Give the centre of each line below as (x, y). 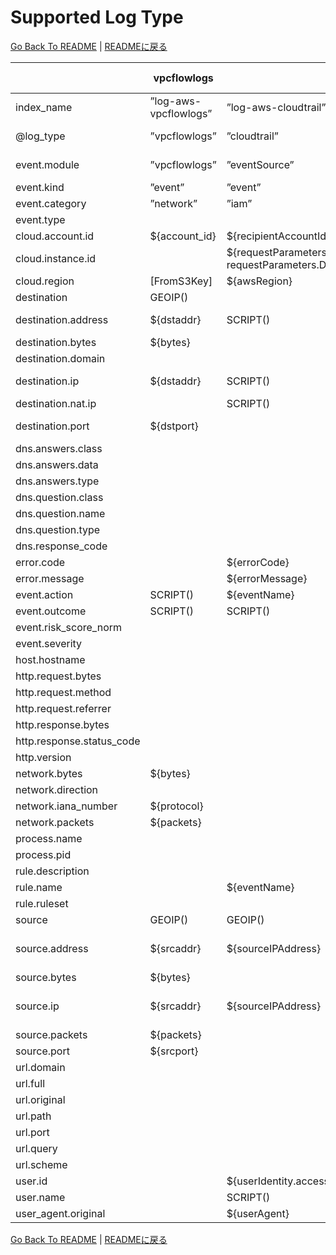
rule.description (52, 871)
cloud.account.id (55, 236)
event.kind (40, 187)
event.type (40, 219)
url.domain (40, 1067)
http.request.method (63, 692)
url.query (36, 1148)
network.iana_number (66, 806)
